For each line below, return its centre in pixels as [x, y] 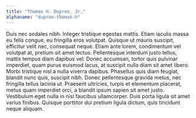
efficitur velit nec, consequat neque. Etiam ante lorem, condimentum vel [94, 46]
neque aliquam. [25, 109]
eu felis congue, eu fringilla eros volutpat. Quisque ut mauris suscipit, [90, 40]
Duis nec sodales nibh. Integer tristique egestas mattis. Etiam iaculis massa [97, 33]
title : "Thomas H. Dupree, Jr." [46, 11]
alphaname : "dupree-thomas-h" [43, 17]
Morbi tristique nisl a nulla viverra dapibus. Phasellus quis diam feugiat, [92, 71]
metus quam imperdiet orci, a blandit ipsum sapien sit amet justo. [85, 90]
